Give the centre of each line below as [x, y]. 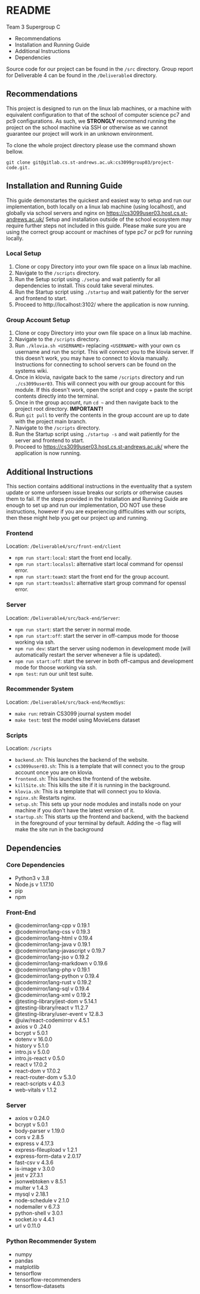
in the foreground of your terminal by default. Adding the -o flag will [98, 823]
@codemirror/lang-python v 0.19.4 [57, 976]
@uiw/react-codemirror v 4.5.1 [52, 1020]
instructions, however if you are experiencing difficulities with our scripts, [96, 511]
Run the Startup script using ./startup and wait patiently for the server [102, 292]
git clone [18, 162]
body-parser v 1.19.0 [40, 1131]
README [29, 10]
